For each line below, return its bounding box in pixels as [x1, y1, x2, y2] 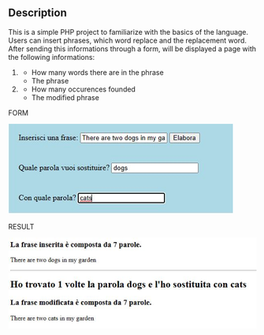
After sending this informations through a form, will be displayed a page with [8, 43, 257, 54]
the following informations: [8, 52, 95, 61]
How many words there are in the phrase [31, 67, 164, 77]
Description [8, 6, 67, 20]
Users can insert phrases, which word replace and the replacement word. [8, 35, 247, 45]
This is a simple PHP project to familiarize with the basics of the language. [8, 27, 249, 36]
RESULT [8, 221, 35, 231]
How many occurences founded [31, 84, 136, 94]
